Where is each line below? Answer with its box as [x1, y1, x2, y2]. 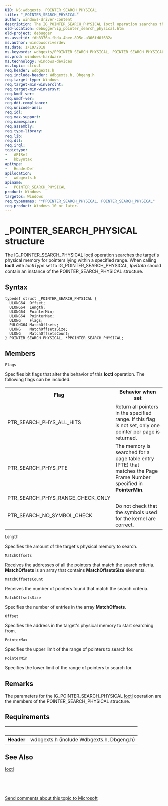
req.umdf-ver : [5, 96, 35, 101]
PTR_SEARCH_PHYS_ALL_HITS [7, 419, 81, 426]
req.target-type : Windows [5, 77, 59, 82]
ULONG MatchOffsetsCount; [9, 331, 70, 336]
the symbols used [115, 509, 157, 516]
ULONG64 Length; [9, 305, 46, 310]
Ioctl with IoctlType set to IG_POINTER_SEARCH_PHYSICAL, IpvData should [5, 263, 161, 269]
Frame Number [115, 474, 151, 481]
